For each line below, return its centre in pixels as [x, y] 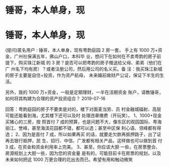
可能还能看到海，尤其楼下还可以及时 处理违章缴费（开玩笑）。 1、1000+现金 [84, 116]
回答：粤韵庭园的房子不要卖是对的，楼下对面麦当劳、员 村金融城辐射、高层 [83, 109]
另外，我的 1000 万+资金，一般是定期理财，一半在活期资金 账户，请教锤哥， [84, 92]
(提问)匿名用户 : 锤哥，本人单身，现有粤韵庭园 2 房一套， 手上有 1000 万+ [81, 50]
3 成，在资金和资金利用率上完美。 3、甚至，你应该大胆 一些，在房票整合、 [83, 147]
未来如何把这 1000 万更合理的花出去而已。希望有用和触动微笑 [69, 159]
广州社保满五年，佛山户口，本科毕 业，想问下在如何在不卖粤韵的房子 [85, 56]
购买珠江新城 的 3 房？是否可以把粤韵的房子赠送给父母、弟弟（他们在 [90, 63]
